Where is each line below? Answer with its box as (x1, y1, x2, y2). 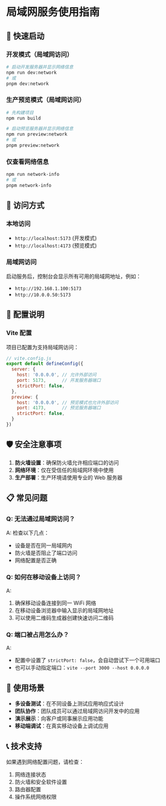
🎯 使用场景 (6, 683, 44, 693)
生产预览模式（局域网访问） (6, 96, 85, 104)
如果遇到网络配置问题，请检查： (6, 758, 84, 765)
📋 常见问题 (6, 493, 48, 503)
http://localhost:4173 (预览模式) (14, 242, 97, 249)
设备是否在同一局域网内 (14, 542, 72, 549)
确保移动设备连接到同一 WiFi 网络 (14, 599, 97, 606)
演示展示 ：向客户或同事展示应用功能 (14, 715, 104, 722)
